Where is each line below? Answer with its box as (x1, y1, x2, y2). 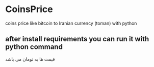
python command (5, 43, 63, 51)
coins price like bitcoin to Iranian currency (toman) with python (5, 20, 137, 26)
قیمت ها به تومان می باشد (5, 56, 55, 62)
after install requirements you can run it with (5, 35, 149, 43)
